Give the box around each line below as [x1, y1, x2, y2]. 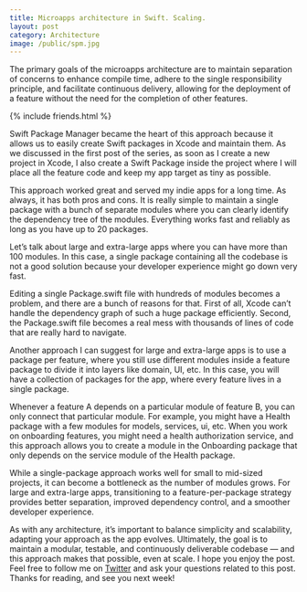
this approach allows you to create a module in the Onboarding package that [9, 440, 298, 451]
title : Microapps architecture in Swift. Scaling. [9, 13, 206, 23]
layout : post [9, 22, 59, 31]
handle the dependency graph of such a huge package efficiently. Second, [9, 308, 291, 319]
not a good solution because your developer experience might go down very [9, 261, 298, 272]
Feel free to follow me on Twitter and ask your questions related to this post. [9, 563, 296, 574]
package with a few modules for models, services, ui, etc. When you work [9, 421, 288, 432]
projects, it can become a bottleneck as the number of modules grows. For [9, 477, 291, 489]
